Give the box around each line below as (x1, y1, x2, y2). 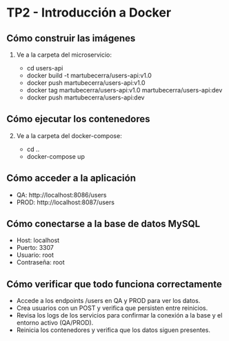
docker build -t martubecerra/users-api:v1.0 (26, 71, 152, 79)
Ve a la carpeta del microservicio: (16, 50, 112, 59)
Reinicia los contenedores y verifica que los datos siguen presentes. (16, 326, 211, 334)
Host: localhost (16, 236, 60, 244)
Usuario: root (16, 251, 54, 260)
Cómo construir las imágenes (6, 32, 136, 44)
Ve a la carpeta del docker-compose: (16, 131, 122, 139)
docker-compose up (26, 152, 86, 160)
